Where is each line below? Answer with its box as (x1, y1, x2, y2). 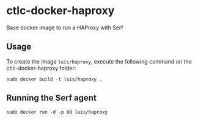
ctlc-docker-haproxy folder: (6, 64, 76, 71)
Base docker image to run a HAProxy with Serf (6, 24, 123, 31)
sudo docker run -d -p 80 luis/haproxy (6, 109, 108, 115)
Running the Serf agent (6, 93, 97, 103)
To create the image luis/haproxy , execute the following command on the (6, 57, 193, 65)
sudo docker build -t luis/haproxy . (6, 76, 103, 82)
